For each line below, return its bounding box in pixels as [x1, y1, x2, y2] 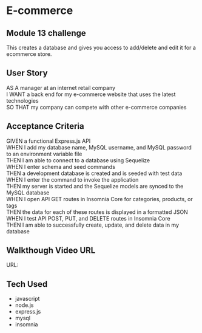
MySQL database [6, 189, 50, 196]
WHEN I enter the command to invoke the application [6, 176, 139, 183]
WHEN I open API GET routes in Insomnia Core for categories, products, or [6, 195, 193, 202]
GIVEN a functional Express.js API [6, 137, 91, 145]
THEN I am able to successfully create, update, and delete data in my [6, 221, 180, 228]
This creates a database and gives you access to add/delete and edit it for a [6, 44, 196, 51]
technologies [6, 97, 39, 104]
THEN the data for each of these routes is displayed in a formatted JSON [6, 208, 188, 216]
